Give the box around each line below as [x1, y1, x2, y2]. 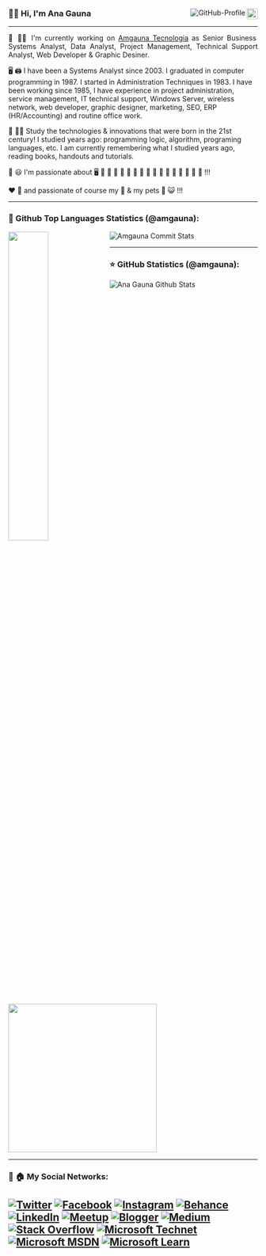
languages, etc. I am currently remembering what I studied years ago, [8, 143, 235, 153]
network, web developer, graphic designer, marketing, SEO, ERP [8, 103, 218, 112]
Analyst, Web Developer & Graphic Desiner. [8, 50, 150, 59]
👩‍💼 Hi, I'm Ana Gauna [8, 8, 92, 19]
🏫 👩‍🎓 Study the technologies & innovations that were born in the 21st [8, 127, 232, 136]
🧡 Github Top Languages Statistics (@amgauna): [8, 213, 199, 224]
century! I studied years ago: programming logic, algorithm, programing [8, 135, 241, 144]
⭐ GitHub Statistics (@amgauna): [109, 258, 240, 269]
